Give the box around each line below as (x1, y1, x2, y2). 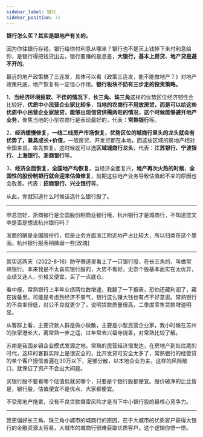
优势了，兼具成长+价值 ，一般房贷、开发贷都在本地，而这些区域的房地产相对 (6, 136, 195, 144)
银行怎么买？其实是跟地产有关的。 (6, 32, 91, 39)
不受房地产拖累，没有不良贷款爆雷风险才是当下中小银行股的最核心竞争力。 (6, 398, 192, 405)
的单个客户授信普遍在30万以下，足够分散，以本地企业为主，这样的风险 (6, 357, 182, 364)
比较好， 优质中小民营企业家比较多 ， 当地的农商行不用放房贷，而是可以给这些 (6, 101, 197, 108)
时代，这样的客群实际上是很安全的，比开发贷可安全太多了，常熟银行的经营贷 (6, 349, 197, 356)
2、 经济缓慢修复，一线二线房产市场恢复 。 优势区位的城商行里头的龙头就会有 (6, 128, 195, 136)
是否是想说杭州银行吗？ (11, 219, 70, 226)
